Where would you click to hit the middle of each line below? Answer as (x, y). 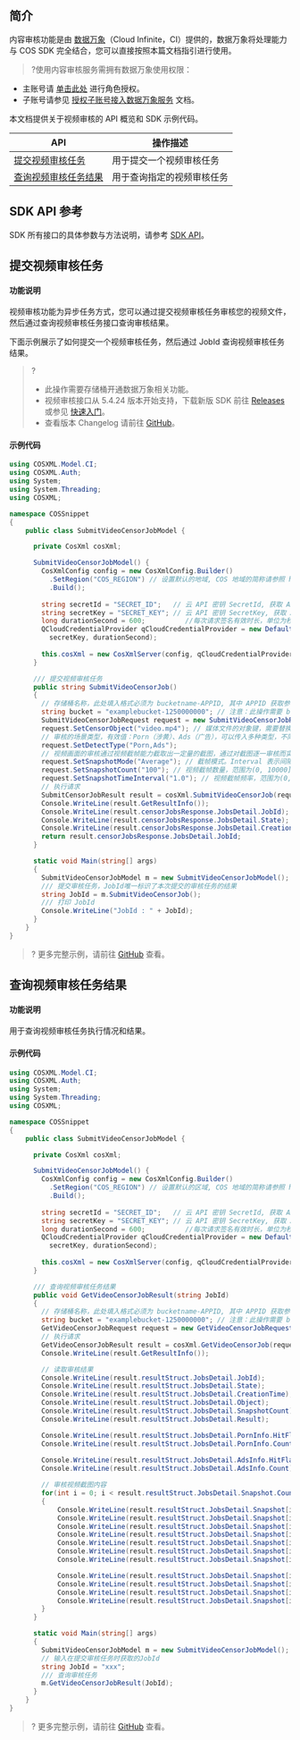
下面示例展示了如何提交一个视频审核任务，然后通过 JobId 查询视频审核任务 (147, 342)
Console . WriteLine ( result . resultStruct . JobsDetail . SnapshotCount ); (169, 1411)
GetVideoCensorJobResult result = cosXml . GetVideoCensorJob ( (158, 1345)
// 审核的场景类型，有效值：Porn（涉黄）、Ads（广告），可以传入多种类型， (161, 737)
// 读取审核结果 (67, 1369)
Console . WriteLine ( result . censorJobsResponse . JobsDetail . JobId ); (166, 812)
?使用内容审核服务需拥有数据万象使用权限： (111, 69)
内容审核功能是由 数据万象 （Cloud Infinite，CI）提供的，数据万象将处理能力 (148, 39)
